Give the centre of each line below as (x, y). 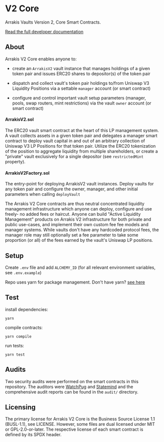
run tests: (15, 345)
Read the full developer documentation (44, 31)
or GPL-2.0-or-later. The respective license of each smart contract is (74, 429)
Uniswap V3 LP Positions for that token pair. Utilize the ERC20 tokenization (80, 146)
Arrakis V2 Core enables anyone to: (41, 59)
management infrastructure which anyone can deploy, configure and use (79, 209)
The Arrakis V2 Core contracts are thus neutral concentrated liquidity (75, 204)
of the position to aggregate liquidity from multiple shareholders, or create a (82, 151)
